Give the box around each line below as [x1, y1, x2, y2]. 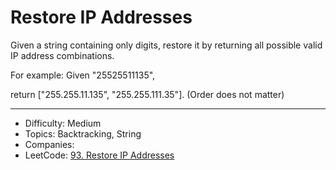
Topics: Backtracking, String [24, 127, 142, 140]
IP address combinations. [10, 49, 115, 61]
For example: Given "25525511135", [10, 69, 156, 81]
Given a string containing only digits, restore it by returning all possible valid [10, 39, 323, 51]
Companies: [24, 138, 75, 150]
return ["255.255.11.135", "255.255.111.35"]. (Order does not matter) [10, 88, 285, 100]
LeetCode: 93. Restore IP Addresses [24, 149, 175, 161]
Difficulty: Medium [24, 117, 102, 129]
